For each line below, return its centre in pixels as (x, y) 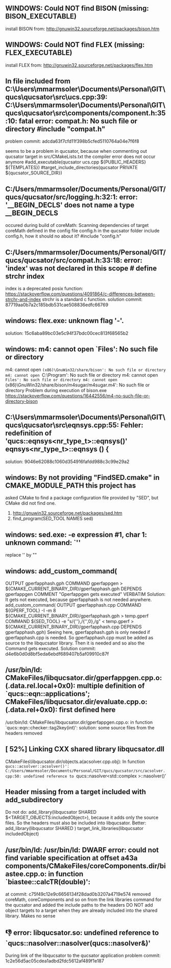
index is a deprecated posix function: (44, 289)
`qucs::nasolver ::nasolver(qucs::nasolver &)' (78, 943)
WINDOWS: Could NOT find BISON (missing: (77, 8)
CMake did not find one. (31, 503)
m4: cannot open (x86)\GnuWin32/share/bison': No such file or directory (86, 370)
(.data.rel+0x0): (31, 710)
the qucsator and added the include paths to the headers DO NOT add (79, 905)
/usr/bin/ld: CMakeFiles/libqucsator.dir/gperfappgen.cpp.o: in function (79, 722)
